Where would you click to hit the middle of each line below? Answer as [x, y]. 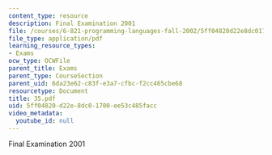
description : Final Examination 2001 [72, 23]
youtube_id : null [45, 121]
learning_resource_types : [52, 46]
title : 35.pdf [32, 98]
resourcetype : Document [49, 91]
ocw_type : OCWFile [39, 61]
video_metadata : [36, 114]
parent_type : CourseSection [56, 76]
